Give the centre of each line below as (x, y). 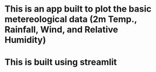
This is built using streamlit (61, 62)
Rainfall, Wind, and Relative (61, 30)
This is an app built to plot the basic (78, 9)
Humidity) (25, 40)
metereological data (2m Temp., (71, 19)
